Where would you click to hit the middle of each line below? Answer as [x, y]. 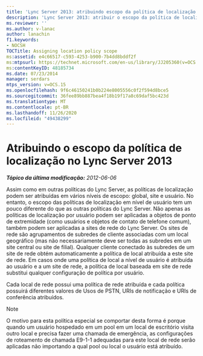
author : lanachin [28, 34]
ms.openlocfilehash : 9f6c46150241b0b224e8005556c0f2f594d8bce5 [88, 91]
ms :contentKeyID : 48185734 [40, 68]
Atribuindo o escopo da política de [94, 148]
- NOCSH [16, 46]
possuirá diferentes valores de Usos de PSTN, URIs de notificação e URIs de [101, 291]
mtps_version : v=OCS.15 [36, 85]
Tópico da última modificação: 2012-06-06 [61, 178]
